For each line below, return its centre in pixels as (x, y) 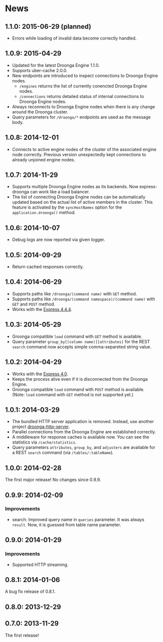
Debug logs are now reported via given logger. (58, 240)
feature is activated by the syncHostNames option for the (67, 207)
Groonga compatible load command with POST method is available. (78, 389)
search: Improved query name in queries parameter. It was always (78, 519)
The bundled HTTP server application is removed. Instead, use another (83, 422)
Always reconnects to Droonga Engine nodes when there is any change (83, 107)
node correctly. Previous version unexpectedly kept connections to (79, 155)
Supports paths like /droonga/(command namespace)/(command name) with (83, 299)
